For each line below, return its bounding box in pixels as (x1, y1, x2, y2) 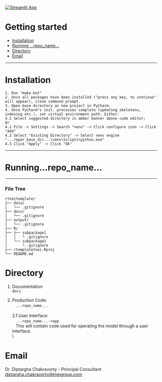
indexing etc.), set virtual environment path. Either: (5, 111, 120, 116)
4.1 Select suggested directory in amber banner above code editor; (5, 116, 146, 121)
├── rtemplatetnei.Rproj (5, 247, 55, 252)
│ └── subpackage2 (5, 239, 47, 244)
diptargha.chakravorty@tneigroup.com (5, 371, 82, 377)
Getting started (5, 22, 67, 32)
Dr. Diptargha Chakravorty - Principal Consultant (5, 366, 102, 372)
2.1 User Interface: (12, 313, 49, 318)
